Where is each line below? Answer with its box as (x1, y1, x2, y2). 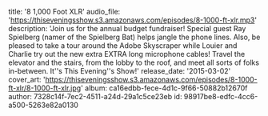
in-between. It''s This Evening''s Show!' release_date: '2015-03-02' (8, 66, 231, 75)
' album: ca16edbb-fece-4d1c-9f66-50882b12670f (80, 83, 248, 93)
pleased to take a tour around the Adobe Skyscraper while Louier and (8, 41, 238, 50)
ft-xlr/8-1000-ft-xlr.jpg (8, 83, 82, 93)
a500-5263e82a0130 (8, 100, 78, 110)
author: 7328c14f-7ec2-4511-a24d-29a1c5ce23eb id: (8, 92, 182, 101)
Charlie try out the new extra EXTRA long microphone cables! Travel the (8, 50, 246, 58)
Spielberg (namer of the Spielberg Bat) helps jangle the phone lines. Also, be (8, 32, 261, 42)
